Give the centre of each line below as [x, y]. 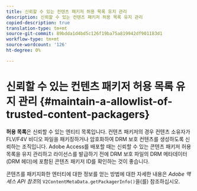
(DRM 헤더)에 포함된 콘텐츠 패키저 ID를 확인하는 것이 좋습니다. [78, 161]
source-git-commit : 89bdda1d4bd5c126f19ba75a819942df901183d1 [84, 34]
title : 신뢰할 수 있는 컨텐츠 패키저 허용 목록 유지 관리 [67, 12]
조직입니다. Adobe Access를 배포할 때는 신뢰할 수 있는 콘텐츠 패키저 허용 [106, 147]
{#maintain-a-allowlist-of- [106, 101]
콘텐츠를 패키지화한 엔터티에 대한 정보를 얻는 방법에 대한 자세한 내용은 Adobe [95, 174]
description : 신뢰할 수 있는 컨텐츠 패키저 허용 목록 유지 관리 [75, 17]
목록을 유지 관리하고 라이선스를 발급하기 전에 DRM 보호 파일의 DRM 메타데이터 [97, 154]
